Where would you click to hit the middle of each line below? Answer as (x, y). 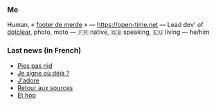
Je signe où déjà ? (43, 73)
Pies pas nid (35, 65)
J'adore (28, 80)
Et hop (26, 95)
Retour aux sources (45, 87)
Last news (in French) (44, 51)
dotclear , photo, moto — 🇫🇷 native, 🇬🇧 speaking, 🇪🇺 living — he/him (108, 32)
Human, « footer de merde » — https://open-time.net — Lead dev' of (105, 25)
